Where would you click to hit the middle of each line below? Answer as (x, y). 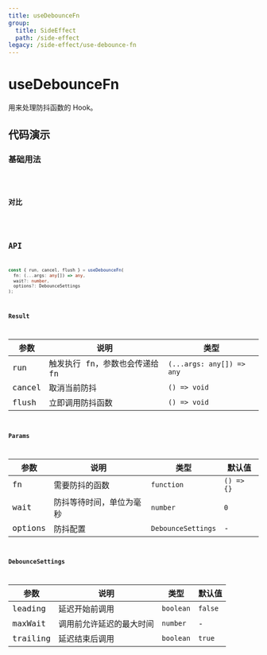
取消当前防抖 (73, 388)
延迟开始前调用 (87, 609)
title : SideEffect (46, 30)
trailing (32, 638)
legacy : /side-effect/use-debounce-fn (72, 45)
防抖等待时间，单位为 (93, 502)
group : (19, 23)
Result (19, 316)
